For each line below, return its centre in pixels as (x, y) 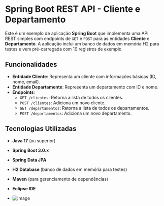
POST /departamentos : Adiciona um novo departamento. (76, 113)
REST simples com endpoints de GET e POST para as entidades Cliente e (77, 39)
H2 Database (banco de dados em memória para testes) (69, 169)
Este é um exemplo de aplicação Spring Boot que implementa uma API (77, 33)
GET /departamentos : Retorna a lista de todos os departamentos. (84, 108)
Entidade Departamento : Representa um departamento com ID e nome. (85, 87)
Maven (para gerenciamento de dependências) (60, 179)
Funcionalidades (31, 64)
